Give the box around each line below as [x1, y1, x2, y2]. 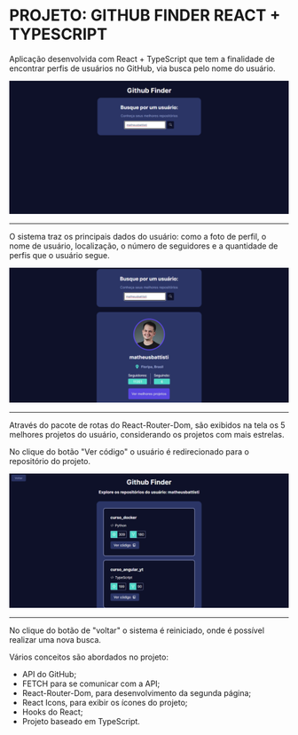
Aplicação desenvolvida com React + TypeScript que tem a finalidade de [9, 53, 275, 64]
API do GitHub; [21, 669, 77, 680]
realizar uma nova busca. [9, 635, 102, 645]
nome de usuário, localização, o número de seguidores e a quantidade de [9, 241, 278, 251]
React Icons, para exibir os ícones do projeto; [21, 698, 188, 708]
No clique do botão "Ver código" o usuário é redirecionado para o [9, 447, 250, 457]
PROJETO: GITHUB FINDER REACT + [9, 5, 281, 26]
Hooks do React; [21, 707, 83, 717]
